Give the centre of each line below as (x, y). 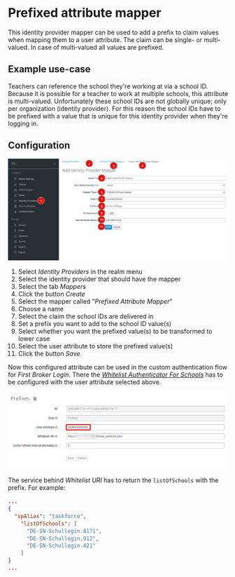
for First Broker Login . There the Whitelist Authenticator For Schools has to (115, 375)
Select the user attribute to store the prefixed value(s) (95, 346)
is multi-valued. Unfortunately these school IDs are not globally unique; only (117, 101)
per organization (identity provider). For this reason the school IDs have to (114, 108)
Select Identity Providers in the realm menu (80, 272)
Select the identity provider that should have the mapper (99, 279)
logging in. (23, 123)
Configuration (39, 145)
